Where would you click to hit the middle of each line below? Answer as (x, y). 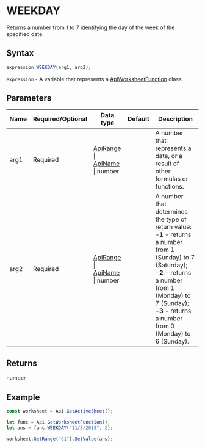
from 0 (165, 326)
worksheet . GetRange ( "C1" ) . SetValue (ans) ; (60, 439)
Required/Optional (60, 119)
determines (171, 212)
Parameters (29, 98)
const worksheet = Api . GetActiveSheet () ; (60, 411)
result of (167, 164)
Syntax (20, 53)
